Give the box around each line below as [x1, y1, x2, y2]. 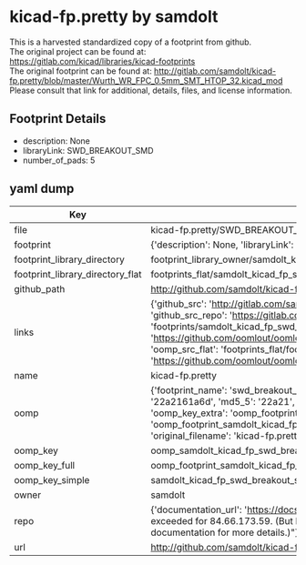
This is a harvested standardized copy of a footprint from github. [9, 36, 252, 47]
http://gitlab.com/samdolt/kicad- [153, 66, 276, 76]
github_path [14, 282, 66, 295]
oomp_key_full [14, 459, 76, 471]
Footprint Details [9, 111, 107, 126]
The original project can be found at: [9, 45, 147, 56]
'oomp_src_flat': [149, 343, 219, 356]
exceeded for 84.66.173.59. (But [149, 514, 293, 527]
